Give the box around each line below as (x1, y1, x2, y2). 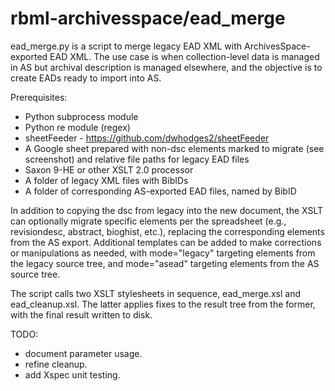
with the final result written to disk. (10, 308, 153, 321)
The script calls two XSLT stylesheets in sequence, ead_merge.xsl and (10, 287, 302, 299)
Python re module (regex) (24, 121, 131, 133)
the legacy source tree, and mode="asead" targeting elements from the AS (10, 257, 320, 269)
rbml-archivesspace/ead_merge (10, 7, 286, 30)
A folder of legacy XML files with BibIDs (24, 174, 189, 186)
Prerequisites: (10, 91, 68, 103)
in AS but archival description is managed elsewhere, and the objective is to (10, 61, 323, 73)
